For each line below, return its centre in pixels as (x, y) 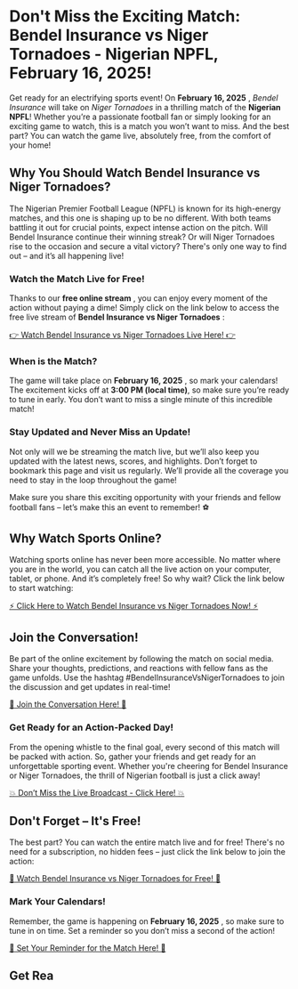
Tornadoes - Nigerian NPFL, (114, 54)
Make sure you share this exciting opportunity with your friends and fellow (145, 497)
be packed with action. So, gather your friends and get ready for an (133, 756)
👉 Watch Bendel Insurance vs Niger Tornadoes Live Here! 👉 (122, 335)
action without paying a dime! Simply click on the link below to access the (145, 308)
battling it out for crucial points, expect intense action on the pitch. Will (139, 227)
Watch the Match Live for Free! (77, 279)
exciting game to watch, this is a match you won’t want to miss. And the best (149, 126)
